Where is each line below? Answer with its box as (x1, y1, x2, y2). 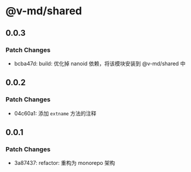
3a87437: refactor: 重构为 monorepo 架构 (14, 160, 115, 167)
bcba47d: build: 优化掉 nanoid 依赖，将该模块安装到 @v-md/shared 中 (14, 60, 186, 67)
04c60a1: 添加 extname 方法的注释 (14, 110, 97, 117)
